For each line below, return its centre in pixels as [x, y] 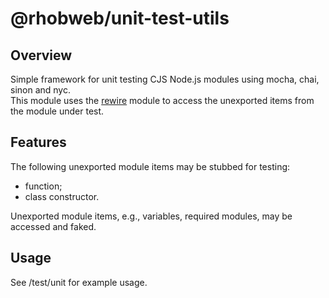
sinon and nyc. [40, 90]
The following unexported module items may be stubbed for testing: [150, 166]
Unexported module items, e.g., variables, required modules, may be [151, 216]
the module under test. [57, 111]
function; [43, 186]
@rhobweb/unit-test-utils [120, 18]
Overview [41, 55]
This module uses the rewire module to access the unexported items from [162, 100]
